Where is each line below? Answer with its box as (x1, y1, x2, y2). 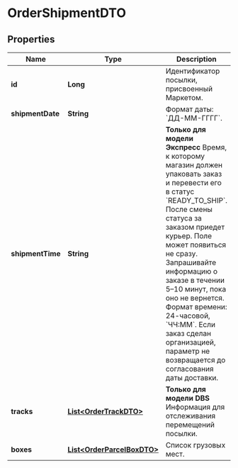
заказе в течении (165, 275, 225, 285)
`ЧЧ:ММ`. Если (165, 320, 216, 329)
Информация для (165, 402, 225, 412)
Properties (7, 33, 55, 45)
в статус (165, 186, 195, 196)
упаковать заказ (165, 169, 222, 179)
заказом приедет (165, 222, 225, 232)
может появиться (165, 240, 227, 250)
